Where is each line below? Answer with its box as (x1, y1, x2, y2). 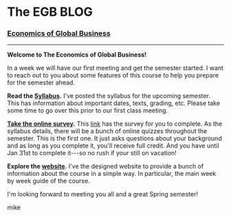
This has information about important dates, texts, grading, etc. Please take (7, 99, 221, 107)
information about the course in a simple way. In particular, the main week (7, 170, 217, 178)
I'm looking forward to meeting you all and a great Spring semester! (7, 190, 198, 198)
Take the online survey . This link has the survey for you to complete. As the (7, 119, 223, 128)
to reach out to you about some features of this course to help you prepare (7, 71, 219, 80)
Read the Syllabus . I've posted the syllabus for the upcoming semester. (7, 92, 211, 100)
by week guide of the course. (7, 176, 91, 185)
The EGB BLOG (7, 4, 93, 20)
